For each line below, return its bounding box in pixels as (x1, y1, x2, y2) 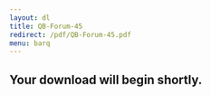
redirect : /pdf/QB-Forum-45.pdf (9, 30, 131, 39)
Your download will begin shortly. (9, 72, 203, 87)
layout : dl (9, 13, 51, 23)
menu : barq (9, 38, 51, 48)
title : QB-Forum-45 (9, 22, 83, 31)
